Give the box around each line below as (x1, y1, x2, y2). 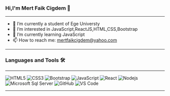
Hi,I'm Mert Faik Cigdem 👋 (5, 5, 71, 12)
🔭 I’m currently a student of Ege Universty (12, 21, 100, 27)
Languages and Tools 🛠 (5, 57, 66, 64)
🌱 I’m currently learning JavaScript (12, 31, 85, 37)
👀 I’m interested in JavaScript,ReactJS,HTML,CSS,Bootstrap (12, 26, 138, 32)
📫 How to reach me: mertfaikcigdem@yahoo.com (12, 37, 117, 43)
